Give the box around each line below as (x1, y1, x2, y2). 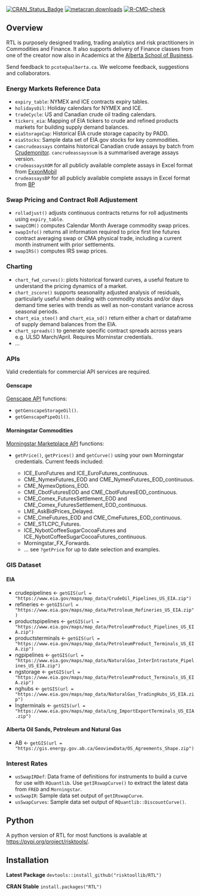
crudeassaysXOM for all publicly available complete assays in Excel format (14, 162, 193, 169)
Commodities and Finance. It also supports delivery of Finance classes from (6, 45, 193, 52)
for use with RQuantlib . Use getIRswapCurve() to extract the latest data (14, 779, 188, 786)
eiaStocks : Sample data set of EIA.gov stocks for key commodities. (14, 136, 180, 144)
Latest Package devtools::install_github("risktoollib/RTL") (6, 871, 162, 878)
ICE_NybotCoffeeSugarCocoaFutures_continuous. (23, 533, 147, 540)
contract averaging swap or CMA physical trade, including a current (14, 235, 182, 242)
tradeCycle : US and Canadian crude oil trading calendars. (14, 111, 157, 118)
